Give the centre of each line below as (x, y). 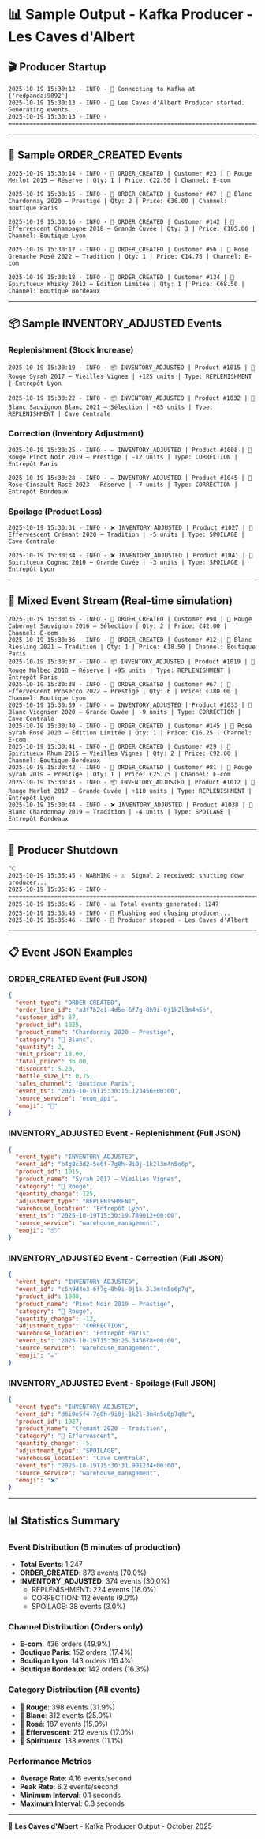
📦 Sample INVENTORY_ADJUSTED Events (115, 324)
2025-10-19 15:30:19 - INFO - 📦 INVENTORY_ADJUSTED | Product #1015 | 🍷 (131, 368)
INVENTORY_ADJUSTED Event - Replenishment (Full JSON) (125, 1133)
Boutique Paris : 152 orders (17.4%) (77, 1652)
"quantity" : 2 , (40, 1047)
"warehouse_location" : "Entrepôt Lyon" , (82, 1208)
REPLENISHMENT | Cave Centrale (60, 414)
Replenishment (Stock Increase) (71, 350)
